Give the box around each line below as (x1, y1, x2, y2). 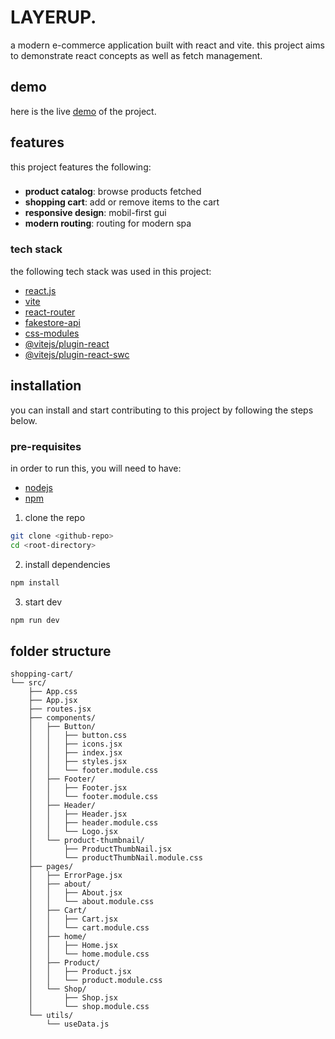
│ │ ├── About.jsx (28, 888, 123, 898)
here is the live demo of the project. (10, 105, 157, 117)
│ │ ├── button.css (28, 731, 128, 741)
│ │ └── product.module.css (28, 976, 163, 986)
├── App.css (28, 687, 78, 697)
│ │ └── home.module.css (28, 949, 150, 960)
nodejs (24, 481, 53, 493)
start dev (24, 596, 63, 608)
